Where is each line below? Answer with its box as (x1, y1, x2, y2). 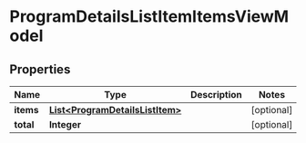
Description (189, 89, 243, 100)
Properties (9, 62, 71, 77)
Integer (48, 119, 82, 130)
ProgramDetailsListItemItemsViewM (9, 6, 290, 27)
